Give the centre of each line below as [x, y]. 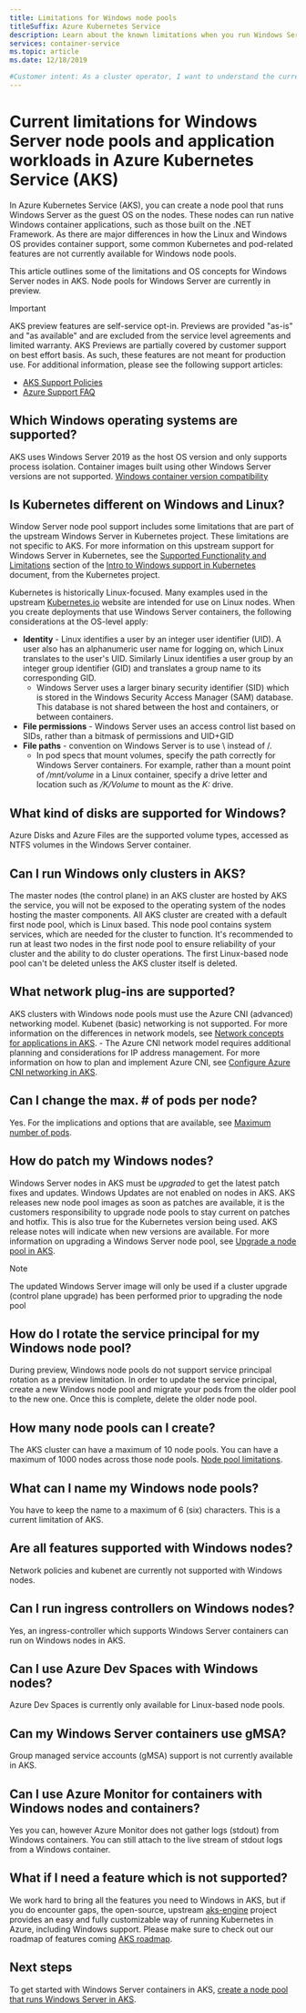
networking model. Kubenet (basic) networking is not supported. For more [149, 1023]
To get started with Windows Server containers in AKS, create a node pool [149, 1989]
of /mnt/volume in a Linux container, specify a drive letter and [152, 775]
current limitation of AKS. [56, 1519]
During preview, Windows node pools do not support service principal [141, 1370]
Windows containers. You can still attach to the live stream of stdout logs [146, 1840]
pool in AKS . [33, 1250]
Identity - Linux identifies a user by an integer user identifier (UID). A [152, 640]
